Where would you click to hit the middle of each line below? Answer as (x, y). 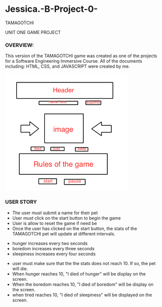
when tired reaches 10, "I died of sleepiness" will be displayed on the (82, 295)
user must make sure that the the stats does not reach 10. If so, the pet (84, 263)
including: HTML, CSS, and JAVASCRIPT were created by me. (67, 66)
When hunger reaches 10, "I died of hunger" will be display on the (79, 274)
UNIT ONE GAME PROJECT (33, 32)
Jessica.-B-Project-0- (51, 9)
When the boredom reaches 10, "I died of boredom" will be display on (83, 284)
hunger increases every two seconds (50, 243)
